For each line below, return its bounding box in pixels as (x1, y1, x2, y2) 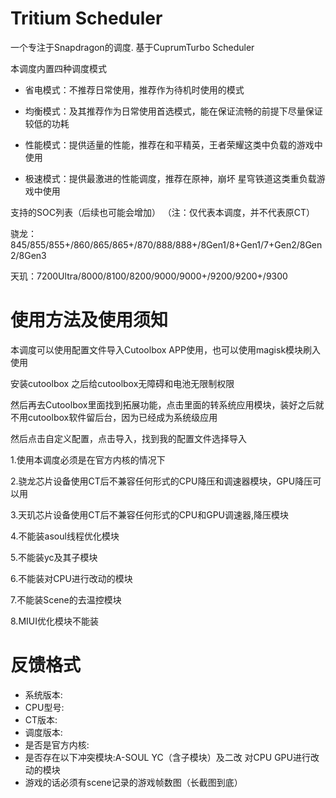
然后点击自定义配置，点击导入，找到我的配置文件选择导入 (10, 432, 247, 444)
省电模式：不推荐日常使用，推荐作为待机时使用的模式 (24, 83, 245, 96)
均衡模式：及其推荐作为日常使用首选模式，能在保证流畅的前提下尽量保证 (24, 105, 323, 117)
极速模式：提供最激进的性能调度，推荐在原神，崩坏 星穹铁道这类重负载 (24, 172, 317, 184)
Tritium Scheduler (10, 7, 163, 30)
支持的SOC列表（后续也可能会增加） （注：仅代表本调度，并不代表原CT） (10, 206, 316, 218)
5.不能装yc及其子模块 (10, 551, 98, 563)
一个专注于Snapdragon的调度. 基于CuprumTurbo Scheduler (10, 41, 255, 53)
